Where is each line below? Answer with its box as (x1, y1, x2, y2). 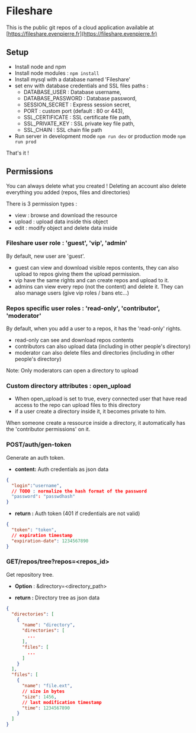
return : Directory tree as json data (14, 594, 100, 601)
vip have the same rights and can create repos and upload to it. (14, 276, 169, 283)
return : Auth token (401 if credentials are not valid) (14, 510, 140, 517)
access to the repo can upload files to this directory (14, 402, 141, 409)
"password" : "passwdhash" (11, 494, 76, 500)
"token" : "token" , (11, 527, 57, 533)
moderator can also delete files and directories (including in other (14, 349, 175, 356)
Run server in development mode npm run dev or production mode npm (14, 132, 186, 140)
